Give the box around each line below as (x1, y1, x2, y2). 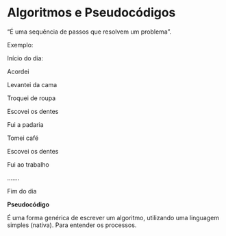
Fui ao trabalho (7, 160, 49, 169)
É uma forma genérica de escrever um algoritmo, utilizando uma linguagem (7, 213, 220, 222)
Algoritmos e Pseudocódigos (7, 5, 176, 21)
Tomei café (7, 134, 39, 142)
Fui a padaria (7, 120, 44, 128)
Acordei (7, 67, 29, 75)
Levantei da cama (7, 80, 58, 88)
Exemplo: (7, 40, 34, 49)
